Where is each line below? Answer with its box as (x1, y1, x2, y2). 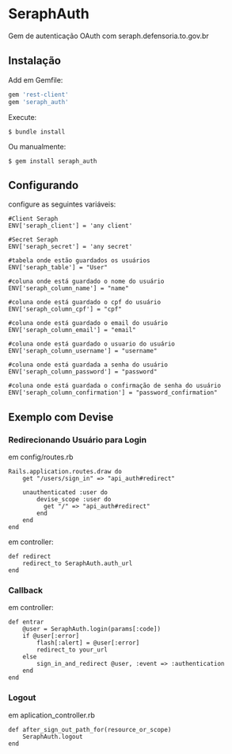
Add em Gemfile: (8, 75, 63, 84)
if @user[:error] (22, 632, 80, 640)
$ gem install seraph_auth (8, 157, 97, 165)
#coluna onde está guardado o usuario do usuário (8, 340, 176, 348)
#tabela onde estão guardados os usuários (8, 257, 150, 265)
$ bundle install (8, 128, 66, 136)
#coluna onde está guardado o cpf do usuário (8, 299, 161, 307)
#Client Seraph (8, 215, 59, 223)
